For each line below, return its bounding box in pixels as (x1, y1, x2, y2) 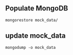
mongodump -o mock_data (5, 45, 56, 50)
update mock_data (5, 32, 66, 40)
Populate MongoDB (5, 4, 68, 13)
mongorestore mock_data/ (5, 17, 58, 22)
